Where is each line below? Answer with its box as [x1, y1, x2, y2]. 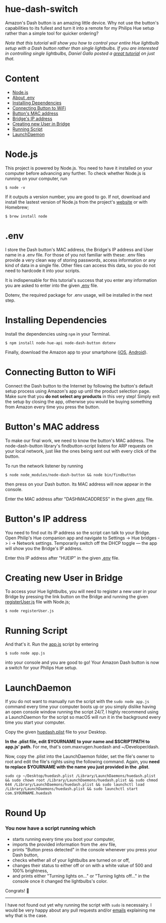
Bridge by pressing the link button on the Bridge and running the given [5, 594, 148, 600]
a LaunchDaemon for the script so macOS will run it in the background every [5, 714, 161, 720]
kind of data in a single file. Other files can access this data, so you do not [5, 262, 156, 268]
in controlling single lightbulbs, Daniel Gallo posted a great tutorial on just [5, 50, 155, 56]
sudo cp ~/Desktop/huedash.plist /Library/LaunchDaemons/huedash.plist [5, 774, 156, 779]
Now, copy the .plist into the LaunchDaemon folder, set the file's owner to [5, 753, 155, 759]
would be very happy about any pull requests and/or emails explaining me [5, 907, 156, 913]
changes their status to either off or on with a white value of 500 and [12, 862, 152, 868]
